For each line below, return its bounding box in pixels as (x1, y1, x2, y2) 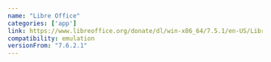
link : (7, 27, 26, 35)
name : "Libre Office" (7, 11, 81, 20)
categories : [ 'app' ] (7, 19, 78, 27)
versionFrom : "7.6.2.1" (7, 42, 88, 50)
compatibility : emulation (7, 34, 95, 43)
